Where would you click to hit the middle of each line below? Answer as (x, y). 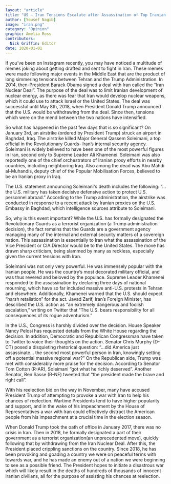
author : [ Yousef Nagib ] (31, 20)
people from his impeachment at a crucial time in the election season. (79, 417)
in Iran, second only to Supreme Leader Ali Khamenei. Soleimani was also (83, 154)
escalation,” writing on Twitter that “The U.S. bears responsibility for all (80, 310)
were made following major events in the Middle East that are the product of (85, 74)
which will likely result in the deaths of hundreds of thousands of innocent (83, 471)
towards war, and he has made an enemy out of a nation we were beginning (85, 459)
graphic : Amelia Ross (28, 34)
